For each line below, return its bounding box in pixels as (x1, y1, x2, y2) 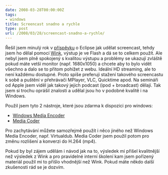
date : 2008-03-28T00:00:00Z (5, 7, 65, 13)
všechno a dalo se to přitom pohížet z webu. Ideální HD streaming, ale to (5, 66, 156, 72)
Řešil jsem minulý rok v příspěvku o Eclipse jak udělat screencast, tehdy (5, 45, 155, 50)
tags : (5, 12, 17, 17)
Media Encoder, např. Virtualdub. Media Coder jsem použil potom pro (5, 133, 149, 139)
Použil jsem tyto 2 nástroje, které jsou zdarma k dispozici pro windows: (5, 103, 153, 108)
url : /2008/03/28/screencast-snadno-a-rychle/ (5, 31, 105, 36)
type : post (5, 26, 28, 31)
